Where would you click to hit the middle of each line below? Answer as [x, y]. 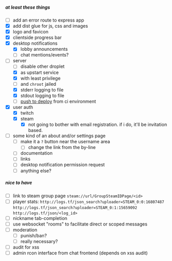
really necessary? [39, 241]
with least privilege [40, 78]
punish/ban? [34, 235]
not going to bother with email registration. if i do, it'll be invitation [98, 125]
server [20, 61]
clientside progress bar [37, 38]
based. [35, 130]
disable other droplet [43, 66]
